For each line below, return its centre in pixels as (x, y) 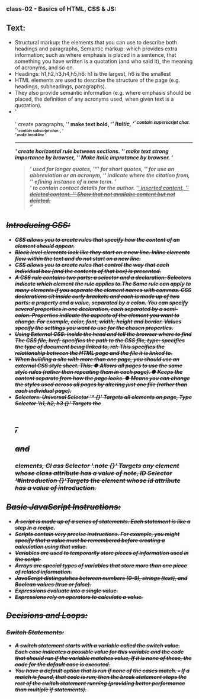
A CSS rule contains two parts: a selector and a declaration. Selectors (103, 277)
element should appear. (45, 246)
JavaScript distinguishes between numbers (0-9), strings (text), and (101, 578)
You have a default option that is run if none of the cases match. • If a (102, 671)
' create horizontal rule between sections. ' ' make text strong (92, 151)
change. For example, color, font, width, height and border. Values (98, 321)
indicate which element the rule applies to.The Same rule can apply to (103, 284)
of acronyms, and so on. (44, 68)
